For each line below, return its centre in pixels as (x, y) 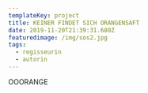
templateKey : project (44, 15)
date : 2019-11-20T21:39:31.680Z (61, 30)
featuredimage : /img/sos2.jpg (58, 37)
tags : (17, 45)
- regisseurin (38, 52)
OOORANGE (28, 82)
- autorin (31, 60)
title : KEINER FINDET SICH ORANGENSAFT (74, 23)
